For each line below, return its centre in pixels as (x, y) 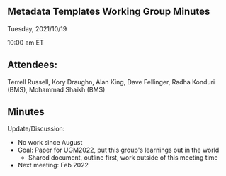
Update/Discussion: (36, 129)
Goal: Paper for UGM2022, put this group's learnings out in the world (118, 150)
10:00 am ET (26, 43)
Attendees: (33, 65)
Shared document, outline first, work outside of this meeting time (123, 158)
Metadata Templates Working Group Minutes (109, 12)
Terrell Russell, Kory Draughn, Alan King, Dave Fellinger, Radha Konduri (111, 82)
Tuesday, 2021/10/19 (37, 28)
